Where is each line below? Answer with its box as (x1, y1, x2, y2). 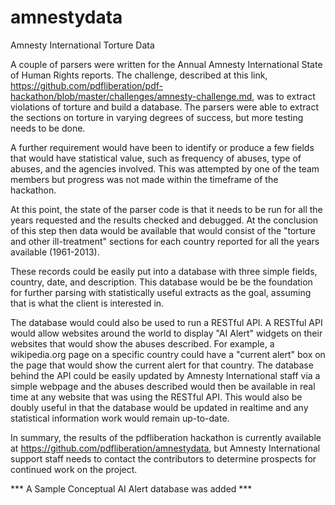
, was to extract (251, 90, 316, 102)
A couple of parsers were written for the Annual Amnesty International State (10, 58, 323, 70)
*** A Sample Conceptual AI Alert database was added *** (10, 482, 253, 495)
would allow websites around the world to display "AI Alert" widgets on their (10, 327, 323, 339)
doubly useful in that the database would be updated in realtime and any (10, 401, 309, 413)
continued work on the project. (10, 463, 138, 475)
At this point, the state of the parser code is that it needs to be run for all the (10, 203, 323, 215)
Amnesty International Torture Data (10, 39, 155, 51)
